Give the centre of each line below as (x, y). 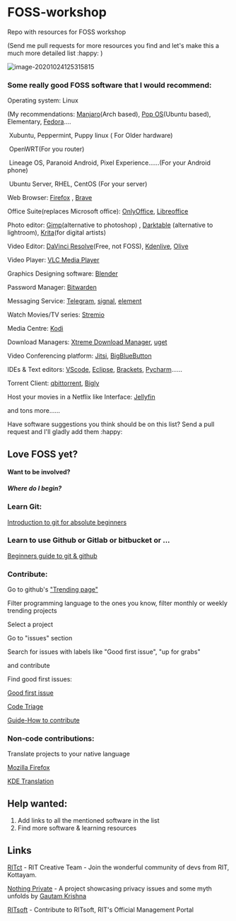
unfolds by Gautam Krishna (47, 896)
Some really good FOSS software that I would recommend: (110, 85)
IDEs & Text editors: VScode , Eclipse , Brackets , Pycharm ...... (95, 370)
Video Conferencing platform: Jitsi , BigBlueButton (79, 356)
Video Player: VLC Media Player (54, 260)
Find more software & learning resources (77, 828)
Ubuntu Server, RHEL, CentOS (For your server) (78, 184)
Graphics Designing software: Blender (63, 274)
